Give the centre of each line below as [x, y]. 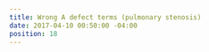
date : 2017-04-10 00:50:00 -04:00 [74, 26]
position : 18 [33, 33]
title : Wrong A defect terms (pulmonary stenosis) [105, 17]
